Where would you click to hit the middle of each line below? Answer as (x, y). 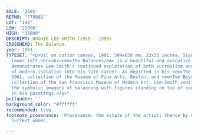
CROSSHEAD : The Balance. (37, 45)
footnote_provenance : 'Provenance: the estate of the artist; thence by (97, 115)
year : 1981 (19, 50)
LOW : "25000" (22, 28)
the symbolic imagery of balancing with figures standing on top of (97, 88)
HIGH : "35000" (24, 33)
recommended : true (29, 110)
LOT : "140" (19, 22)
